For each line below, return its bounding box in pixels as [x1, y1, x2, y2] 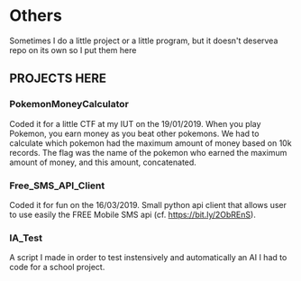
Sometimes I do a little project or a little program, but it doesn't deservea [9, 35, 278, 46]
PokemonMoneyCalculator [9, 98, 129, 111]
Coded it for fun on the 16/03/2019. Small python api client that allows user [9, 199, 287, 210]
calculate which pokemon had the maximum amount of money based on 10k [9, 137, 292, 149]
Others [9, 5, 63, 26]
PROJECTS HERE [9, 71, 106, 86]
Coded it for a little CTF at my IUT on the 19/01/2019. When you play [9, 118, 261, 129]
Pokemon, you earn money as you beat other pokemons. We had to [9, 128, 260, 139]
